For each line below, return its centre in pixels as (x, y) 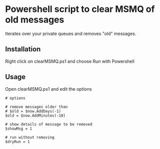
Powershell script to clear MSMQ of (80, 9)
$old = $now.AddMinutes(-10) (35, 116)
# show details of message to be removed (49, 124)
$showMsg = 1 (19, 129)
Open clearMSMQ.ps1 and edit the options (49, 89)
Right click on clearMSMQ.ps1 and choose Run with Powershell (70, 61)
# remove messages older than (37, 107)
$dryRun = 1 (17, 142)
